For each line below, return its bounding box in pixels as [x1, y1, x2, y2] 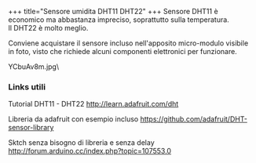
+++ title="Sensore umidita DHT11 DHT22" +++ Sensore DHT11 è [8, 7, 218, 16]
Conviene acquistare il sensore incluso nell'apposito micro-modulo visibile [8, 38, 249, 48]
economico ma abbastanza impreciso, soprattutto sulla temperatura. [8, 15, 229, 24]
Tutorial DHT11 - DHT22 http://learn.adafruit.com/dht [8, 100, 179, 109]
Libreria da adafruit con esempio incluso [8, 114, 139, 124]
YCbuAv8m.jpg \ [8, 62, 60, 71]
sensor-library [8, 123, 54, 132]
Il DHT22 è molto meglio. [8, 24, 89, 32]
